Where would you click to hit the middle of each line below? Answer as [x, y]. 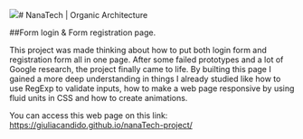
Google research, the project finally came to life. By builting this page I [140, 69]
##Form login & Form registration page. [83, 32]
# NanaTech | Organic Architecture [83, 15]
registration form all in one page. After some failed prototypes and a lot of [147, 60]
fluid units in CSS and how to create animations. [99, 98]
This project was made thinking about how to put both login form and [138, 50]
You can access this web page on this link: [89, 116]
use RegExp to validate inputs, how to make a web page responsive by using [152, 88]
